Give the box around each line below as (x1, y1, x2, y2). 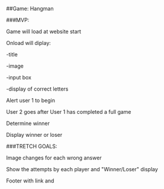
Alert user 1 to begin (6, 97, 55, 104)
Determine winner (6, 120, 50, 127)
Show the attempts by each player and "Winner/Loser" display (6, 166, 158, 172)
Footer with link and (6, 177, 54, 184)
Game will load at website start (6, 28, 82, 35)
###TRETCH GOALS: (6, 143, 57, 150)
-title (6, 51, 18, 58)
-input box (6, 74, 31, 81)
